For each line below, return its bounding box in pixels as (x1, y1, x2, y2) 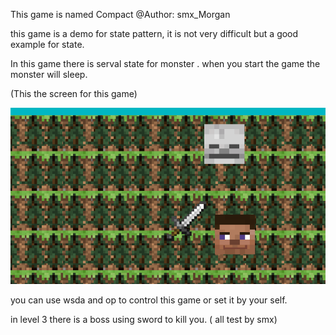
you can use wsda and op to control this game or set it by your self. (10, 294, 288, 306)
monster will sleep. (10, 69, 88, 80)
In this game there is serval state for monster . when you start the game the (10, 58, 321, 69)
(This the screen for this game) (10, 88, 138, 99)
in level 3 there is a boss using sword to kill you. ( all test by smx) (10, 314, 278, 326)
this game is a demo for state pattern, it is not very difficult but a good (10, 28, 299, 39)
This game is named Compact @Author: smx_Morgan (10, 9, 231, 20)
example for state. (10, 39, 85, 50)
